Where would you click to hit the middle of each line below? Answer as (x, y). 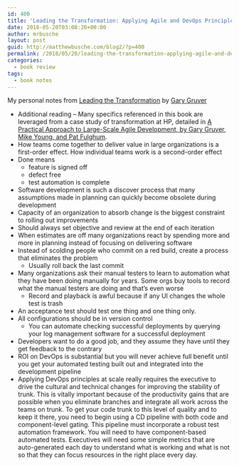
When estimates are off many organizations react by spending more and (123, 235)
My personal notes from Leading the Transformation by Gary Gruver (107, 100)
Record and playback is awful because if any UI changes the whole (127, 296)
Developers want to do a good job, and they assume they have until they (123, 341)
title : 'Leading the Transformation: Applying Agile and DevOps (105, 21)
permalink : (23, 54)
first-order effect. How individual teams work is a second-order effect (120, 152)
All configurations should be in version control (85, 319)
